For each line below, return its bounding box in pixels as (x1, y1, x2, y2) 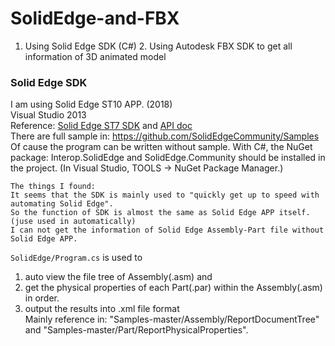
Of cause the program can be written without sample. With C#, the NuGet (10, 141, 313, 153)
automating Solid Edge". (10, 199, 114, 209)
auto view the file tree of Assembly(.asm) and (24, 271, 213, 283)
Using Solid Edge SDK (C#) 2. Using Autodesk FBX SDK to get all (24, 40, 293, 52)
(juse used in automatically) (10, 217, 137, 227)
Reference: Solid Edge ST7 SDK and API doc (10, 120, 193, 132)
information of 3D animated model (24, 50, 167, 62)
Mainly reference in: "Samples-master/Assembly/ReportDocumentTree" (24, 313, 320, 326)
